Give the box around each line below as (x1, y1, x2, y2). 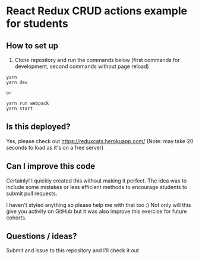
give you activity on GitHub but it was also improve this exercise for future (6, 208, 187, 215)
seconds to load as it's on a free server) (6, 144, 104, 151)
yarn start (6, 106, 33, 112)
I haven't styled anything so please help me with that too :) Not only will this (6, 201, 191, 208)
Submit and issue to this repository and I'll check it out (6, 247, 140, 254)
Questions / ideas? (6, 231, 77, 242)
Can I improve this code (6, 161, 96, 171)
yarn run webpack (6, 100, 49, 106)
